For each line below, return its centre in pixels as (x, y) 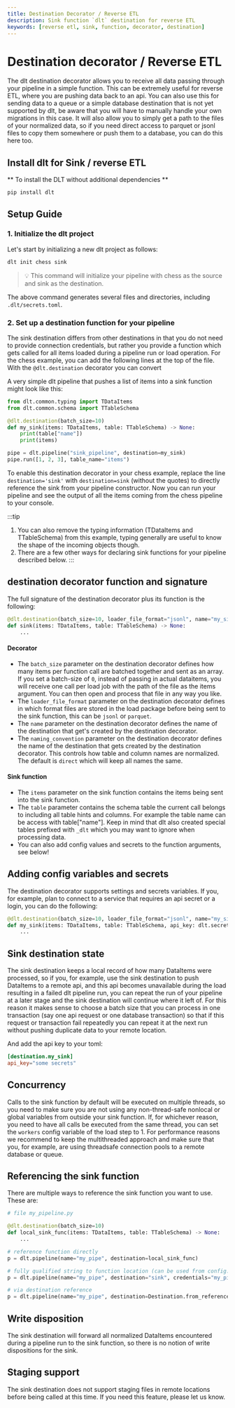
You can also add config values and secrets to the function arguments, (119, 844)
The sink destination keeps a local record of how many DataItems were (109, 971)
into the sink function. (49, 799)
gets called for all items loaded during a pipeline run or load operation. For (114, 352)
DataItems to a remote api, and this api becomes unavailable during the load (117, 985)
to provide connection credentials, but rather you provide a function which (114, 345)
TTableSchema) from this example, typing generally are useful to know (119, 537)
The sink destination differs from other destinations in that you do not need (115, 338)
